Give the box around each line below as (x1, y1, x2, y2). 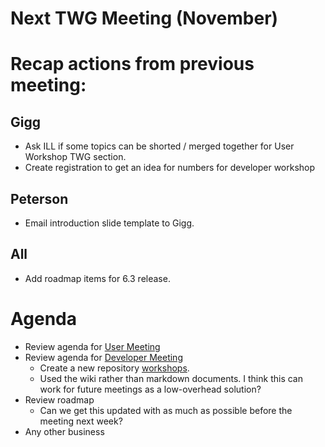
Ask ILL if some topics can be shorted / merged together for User (24, 140, 295, 152)
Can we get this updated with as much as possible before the (39, 404, 293, 416)
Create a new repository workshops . (39, 362, 190, 374)
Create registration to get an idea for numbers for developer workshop (24, 162, 316, 174)
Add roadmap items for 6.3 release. (24, 272, 171, 284)
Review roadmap (24, 393, 95, 406)
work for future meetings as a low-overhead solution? (39, 383, 262, 395)
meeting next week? (39, 415, 123, 427)
